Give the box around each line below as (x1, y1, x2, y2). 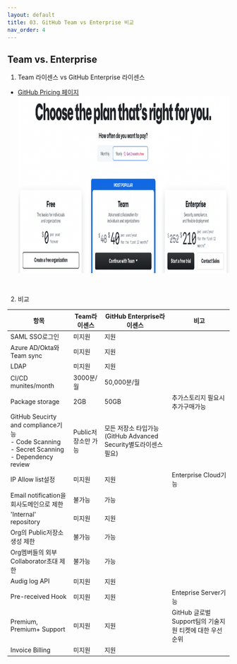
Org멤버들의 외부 (10, 548, 58, 557)
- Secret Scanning (10, 445, 65, 454)
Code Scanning (16, 438, 61, 446)
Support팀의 (171, 617, 207, 626)
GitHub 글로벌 (171, 608, 212, 617)
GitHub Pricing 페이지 (17, 88, 79, 97)
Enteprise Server (171, 588, 221, 597)
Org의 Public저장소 (10, 528, 64, 537)
